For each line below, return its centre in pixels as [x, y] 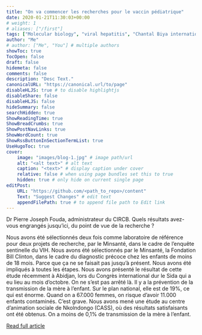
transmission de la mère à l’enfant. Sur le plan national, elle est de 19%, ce [98, 289]
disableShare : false [32, 96]
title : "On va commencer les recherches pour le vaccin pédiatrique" [95, 12]
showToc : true [24, 51]
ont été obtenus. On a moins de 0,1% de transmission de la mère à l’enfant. [99, 315]
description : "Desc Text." [40, 79]
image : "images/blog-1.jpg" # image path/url [75, 157]
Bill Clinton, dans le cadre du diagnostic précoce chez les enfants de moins [99, 257]
